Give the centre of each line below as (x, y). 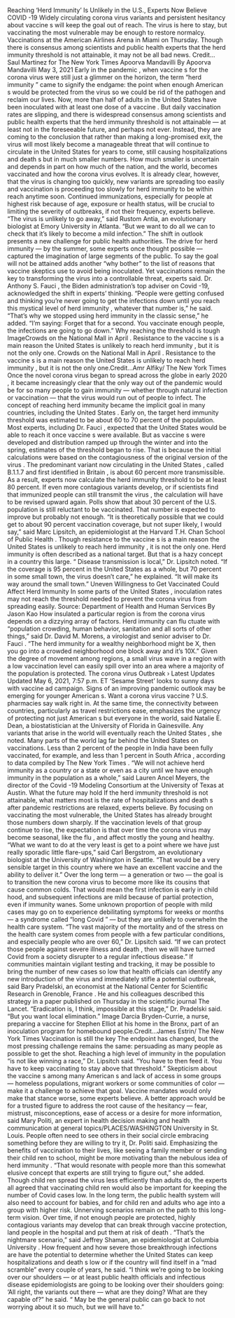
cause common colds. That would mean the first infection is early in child (113, 889)
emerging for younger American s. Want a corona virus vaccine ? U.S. (108, 696)
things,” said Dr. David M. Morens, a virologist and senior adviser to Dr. (109, 636)
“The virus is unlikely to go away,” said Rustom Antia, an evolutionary (107, 219)
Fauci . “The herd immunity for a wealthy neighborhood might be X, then (112, 644)
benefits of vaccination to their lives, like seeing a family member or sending (117, 1150)
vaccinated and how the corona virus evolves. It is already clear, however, (114, 174)
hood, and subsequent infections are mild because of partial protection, (111, 897)
